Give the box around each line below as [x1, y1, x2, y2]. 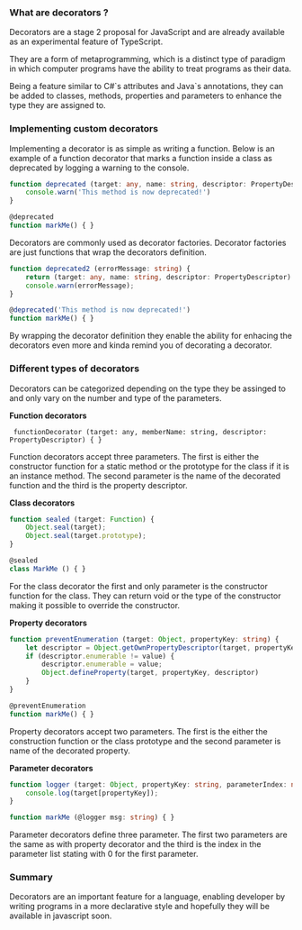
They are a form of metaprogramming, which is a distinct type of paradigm [9, 54, 286, 65]
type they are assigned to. [9, 100, 106, 111]
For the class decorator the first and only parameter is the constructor [9, 580, 268, 591]
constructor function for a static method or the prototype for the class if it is [9, 460, 289, 471]
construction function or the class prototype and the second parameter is [9, 735, 281, 746]
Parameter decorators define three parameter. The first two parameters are [9, 829, 288, 840]
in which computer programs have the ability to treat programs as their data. [9, 63, 292, 74]
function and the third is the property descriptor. [9, 479, 189, 490]
